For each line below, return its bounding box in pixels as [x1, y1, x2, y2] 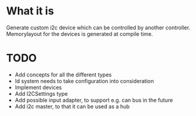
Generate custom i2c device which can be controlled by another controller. [6, 24, 191, 31]
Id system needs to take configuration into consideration [14, 77, 154, 84]
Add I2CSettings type [14, 90, 68, 97]
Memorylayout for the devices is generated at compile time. [6, 30, 154, 37]
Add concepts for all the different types [14, 71, 112, 78]
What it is [6, 4, 54, 18]
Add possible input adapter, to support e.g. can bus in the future [14, 96, 173, 103]
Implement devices [14, 84, 62, 91]
